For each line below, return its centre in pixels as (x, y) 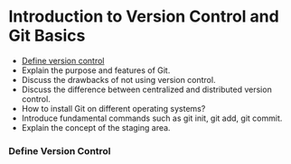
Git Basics (47, 36)
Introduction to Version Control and (144, 17)
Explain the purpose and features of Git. (96, 70)
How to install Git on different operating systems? (113, 108)
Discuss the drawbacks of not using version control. (118, 79)
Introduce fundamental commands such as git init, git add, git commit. (152, 118)
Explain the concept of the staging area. (96, 127)
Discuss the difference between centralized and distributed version (146, 89)
